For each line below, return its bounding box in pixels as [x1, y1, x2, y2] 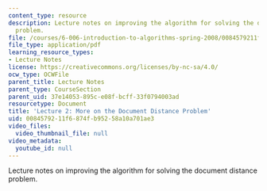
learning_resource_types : [8, 48, 94, 56]
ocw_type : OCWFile [8, 71, 69, 78]
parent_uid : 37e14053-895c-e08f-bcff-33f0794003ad [8, 93, 180, 101]
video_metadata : [8, 136, 62, 145]
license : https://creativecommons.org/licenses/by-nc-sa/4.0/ [8, 63, 219, 71]
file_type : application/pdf [8, 41, 102, 49]
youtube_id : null [15, 144, 73, 152]
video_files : [8, 122, 52, 130]
